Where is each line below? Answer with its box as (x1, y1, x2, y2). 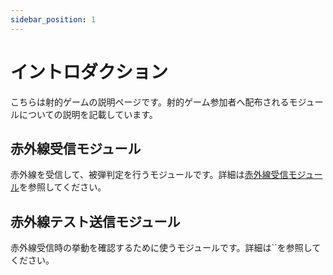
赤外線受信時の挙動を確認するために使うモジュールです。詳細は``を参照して (10, 242, 322, 254)
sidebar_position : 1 (10, 14, 97, 25)
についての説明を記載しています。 (18, 108, 158, 120)
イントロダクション (10, 61, 169, 83)
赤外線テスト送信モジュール (10, 213, 181, 230)
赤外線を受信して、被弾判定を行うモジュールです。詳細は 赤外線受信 (10, 169, 289, 181)
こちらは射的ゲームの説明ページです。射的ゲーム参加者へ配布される (10, 96, 290, 108)
